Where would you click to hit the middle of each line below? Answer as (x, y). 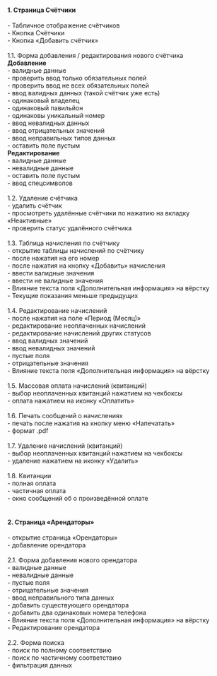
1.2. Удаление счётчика (42, 198)
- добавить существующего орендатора (68, 605)
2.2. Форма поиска (36, 643)
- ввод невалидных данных (48, 123)
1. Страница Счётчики (42, 10)
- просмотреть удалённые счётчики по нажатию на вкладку (99, 213)
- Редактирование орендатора (54, 628)
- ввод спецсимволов (40, 183)
